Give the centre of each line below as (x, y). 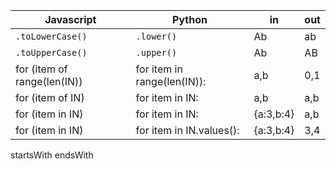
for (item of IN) (50, 97)
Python (190, 19)
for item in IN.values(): (187, 130)
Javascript (70, 19)
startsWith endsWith (52, 155)
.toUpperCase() (51, 52)
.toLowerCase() (51, 36)
